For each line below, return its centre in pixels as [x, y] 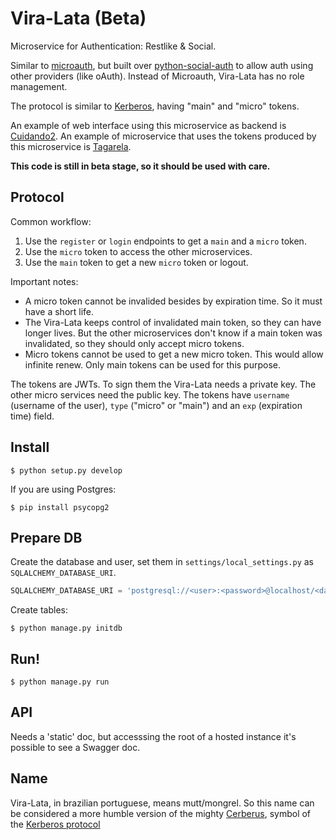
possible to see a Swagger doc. [75, 747]
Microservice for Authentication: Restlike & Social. [113, 46]
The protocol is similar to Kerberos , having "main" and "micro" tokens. [155, 106]
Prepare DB [46, 537]
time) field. [32, 416]
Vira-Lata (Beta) [78, 18]
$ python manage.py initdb [66, 628]
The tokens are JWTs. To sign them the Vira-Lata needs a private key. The [163, 384]
